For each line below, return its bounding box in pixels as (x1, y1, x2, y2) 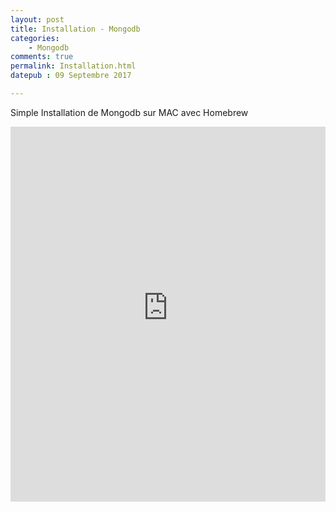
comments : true (10, 52, 74, 62)
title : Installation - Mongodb (10, 24, 141, 34)
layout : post (10, 14, 65, 25)
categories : (10, 33, 60, 43)
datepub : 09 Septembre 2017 (10, 71, 132, 81)
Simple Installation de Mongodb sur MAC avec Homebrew (10, 106, 249, 118)
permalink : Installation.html (10, 61, 137, 71)
